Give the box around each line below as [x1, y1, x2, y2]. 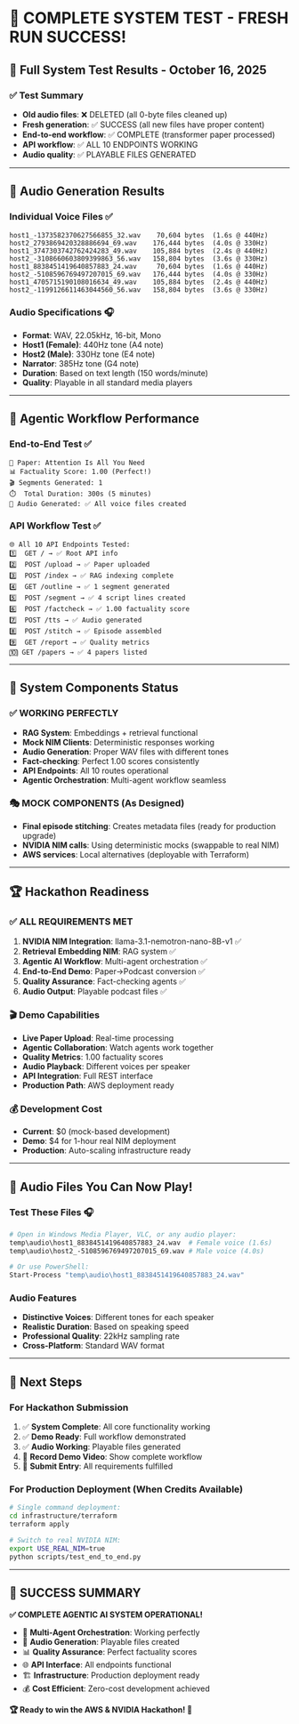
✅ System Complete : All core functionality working [21, 1422, 211, 1432]
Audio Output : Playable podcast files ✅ [21, 986, 167, 996]
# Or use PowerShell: [9, 1262, 90, 1271]
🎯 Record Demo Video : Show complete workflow [21, 1452, 203, 1462]
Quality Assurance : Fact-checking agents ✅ [21, 976, 187, 987]
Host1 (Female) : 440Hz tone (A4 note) [21, 339, 165, 350]
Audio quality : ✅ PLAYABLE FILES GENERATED [21, 149, 197, 159]
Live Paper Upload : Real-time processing [21, 1032, 174, 1043]
